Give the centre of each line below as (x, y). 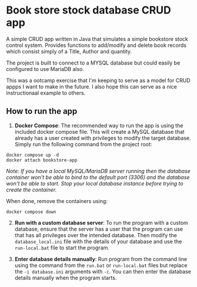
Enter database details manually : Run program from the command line (101, 259)
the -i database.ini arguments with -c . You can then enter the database (103, 271)
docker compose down (31, 212)
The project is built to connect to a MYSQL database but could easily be (93, 63)
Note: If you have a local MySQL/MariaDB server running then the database (98, 171)
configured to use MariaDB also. (45, 69)
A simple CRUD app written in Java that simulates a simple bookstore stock (97, 39)
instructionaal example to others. (46, 93)
